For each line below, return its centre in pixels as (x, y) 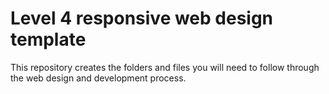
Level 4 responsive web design (142, 18)
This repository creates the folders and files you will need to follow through (165, 67)
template (48, 39)
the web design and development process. (98, 78)
